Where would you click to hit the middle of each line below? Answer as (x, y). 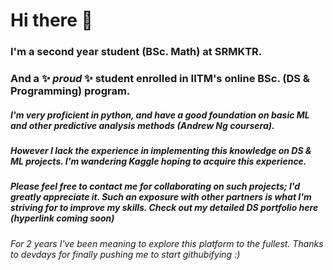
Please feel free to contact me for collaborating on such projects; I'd (155, 186)
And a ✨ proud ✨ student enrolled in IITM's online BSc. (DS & (160, 79)
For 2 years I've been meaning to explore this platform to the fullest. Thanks (167, 243)
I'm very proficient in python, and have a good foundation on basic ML (160, 115)
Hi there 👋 (51, 20)
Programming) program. (70, 91)
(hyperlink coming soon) (62, 218)
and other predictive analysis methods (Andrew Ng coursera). (142, 125)
